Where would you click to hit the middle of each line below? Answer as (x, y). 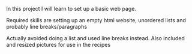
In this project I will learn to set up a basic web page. (71, 9)
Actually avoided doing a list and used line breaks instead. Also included (95, 38)
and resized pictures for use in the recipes (58, 45)
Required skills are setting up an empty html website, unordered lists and (96, 20)
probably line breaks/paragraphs (47, 27)
